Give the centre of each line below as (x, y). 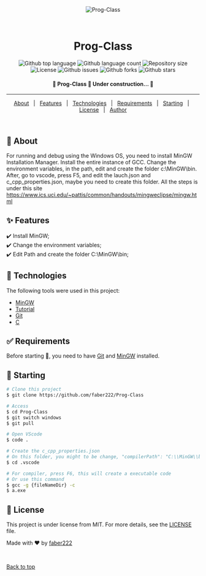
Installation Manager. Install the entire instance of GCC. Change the (91, 162)
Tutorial (25, 309)
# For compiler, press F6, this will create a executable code (89, 474)
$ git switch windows (34, 417)
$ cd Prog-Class (27, 412)
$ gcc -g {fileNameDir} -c (41, 485)
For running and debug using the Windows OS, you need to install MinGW (99, 155)
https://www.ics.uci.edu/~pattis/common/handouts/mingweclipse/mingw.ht (102, 194)
